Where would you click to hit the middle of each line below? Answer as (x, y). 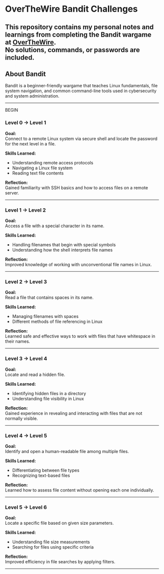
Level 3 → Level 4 (26, 358)
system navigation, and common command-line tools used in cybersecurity (81, 91)
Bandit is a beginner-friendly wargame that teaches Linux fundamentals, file (81, 86)
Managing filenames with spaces (45, 317)
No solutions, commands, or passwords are (72, 50)
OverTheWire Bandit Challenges (72, 9)
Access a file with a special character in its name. (55, 226)
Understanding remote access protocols (53, 162)
